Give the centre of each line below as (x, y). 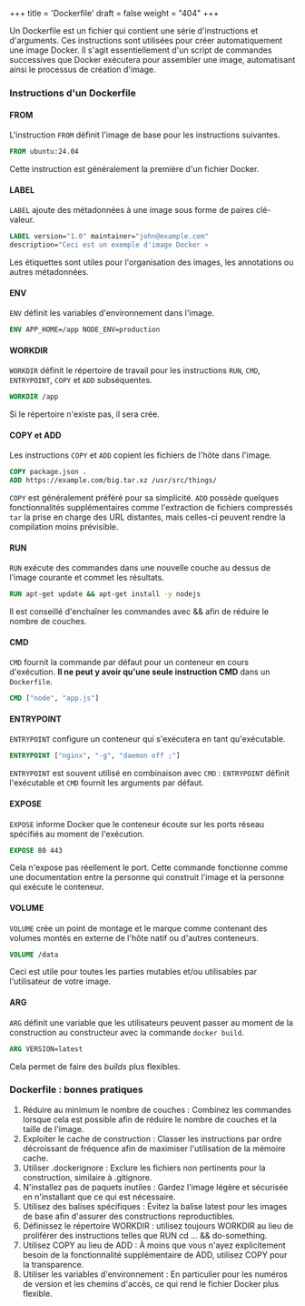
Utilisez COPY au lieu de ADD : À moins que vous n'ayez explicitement (154, 1245)
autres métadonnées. (49, 271)
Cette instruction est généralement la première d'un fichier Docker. (134, 169)
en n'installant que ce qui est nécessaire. (99, 1197)
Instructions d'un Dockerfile (73, 93)
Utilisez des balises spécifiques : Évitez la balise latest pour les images (155, 1206)
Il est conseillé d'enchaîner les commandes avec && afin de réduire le (139, 612)
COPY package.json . (49, 472)
